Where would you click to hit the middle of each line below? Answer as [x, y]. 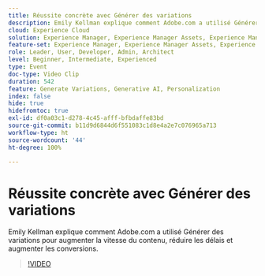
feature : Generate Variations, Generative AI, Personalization [114, 89]
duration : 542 [32, 81]
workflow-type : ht [38, 132]
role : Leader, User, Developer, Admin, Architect [91, 52]
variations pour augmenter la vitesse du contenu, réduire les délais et [121, 241]
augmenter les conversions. [53, 248]
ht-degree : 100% [35, 147]
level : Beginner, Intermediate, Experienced [82, 60]
